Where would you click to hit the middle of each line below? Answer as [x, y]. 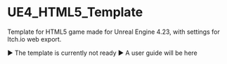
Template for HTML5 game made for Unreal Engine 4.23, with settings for [113, 32]
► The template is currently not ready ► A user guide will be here [103, 53]
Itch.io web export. [34, 39]
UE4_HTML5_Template [75, 12]
